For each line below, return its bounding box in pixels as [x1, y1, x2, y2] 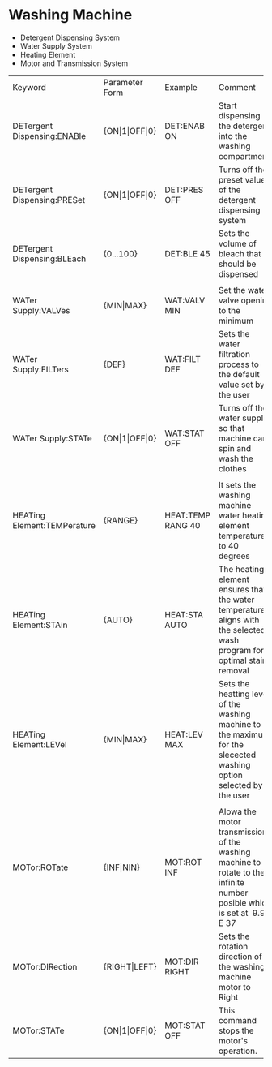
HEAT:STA [164, 609, 204, 620]
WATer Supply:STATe [12, 432, 93, 444]
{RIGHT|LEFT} [103, 961, 157, 972]
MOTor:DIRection [12, 961, 78, 972]
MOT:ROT [164, 856, 202, 867]
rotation [218, 940, 249, 952]
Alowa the [218, 806, 257, 817]
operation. [218, 1045, 257, 1056]
